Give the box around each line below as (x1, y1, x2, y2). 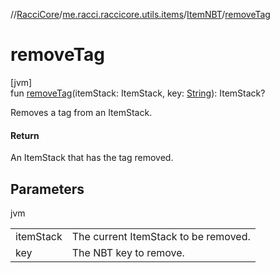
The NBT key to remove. (71, 245, 185, 259)
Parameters (10, 180, 85, 198)
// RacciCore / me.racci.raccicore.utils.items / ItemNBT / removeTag (10, 9, 271, 20)
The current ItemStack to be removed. (71, 229, 251, 243)
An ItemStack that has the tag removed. (10, 152, 174, 164)
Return (10, 129, 40, 141)
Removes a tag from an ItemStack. (10, 106, 153, 118)
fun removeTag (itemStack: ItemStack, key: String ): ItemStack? (10, 87, 266, 99)
